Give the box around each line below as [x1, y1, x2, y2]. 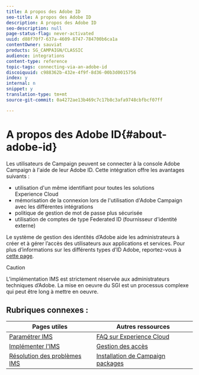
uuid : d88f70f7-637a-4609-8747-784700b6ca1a [6, 36, 118, 42]
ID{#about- [110, 128, 167, 141]
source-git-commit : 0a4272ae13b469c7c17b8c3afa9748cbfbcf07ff [6, 97, 163, 103]
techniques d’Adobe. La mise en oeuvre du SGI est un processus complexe [6, 281, 189, 288]
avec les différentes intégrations [14, 203, 94, 210]
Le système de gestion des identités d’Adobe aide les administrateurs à [6, 233, 179, 240]
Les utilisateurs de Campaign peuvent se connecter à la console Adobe [6, 160, 181, 167]
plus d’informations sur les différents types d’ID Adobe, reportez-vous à [6, 246, 182, 253]
